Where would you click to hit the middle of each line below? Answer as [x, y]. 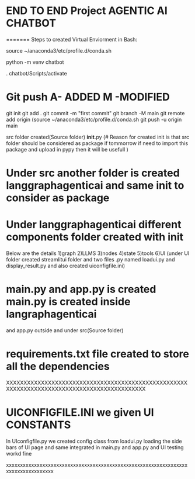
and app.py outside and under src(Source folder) [65, 330]
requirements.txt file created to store [98, 354]
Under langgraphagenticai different [94, 225]
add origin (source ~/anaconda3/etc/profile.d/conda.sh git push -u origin [94, 119]
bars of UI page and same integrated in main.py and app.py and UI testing [95, 447]
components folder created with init [95, 237]
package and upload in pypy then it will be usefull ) [67, 149]
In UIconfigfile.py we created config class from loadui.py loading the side [94, 441]
